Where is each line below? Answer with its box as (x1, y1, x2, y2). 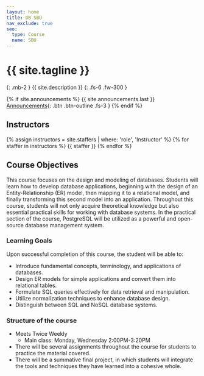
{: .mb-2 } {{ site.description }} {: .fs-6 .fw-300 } (6, 83, 128, 91)
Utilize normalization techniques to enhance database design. (15, 294, 171, 302)
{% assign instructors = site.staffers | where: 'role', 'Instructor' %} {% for (6, 135, 189, 143)
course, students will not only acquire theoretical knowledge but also (6, 202, 180, 209)
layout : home (6, 9, 40, 15)
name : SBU (12, 37, 37, 43)
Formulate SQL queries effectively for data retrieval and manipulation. (15, 288, 190, 296)
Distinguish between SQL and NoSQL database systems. (15, 301, 158, 308)
